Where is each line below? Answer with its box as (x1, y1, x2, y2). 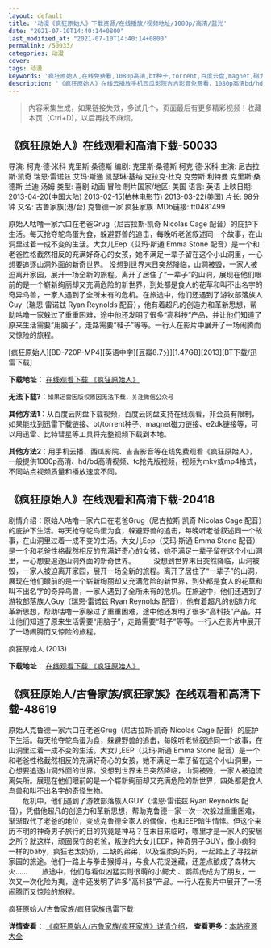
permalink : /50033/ (8, 42, 74, 50)
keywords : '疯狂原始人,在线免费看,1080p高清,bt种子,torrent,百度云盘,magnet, (8, 72, 254, 80)
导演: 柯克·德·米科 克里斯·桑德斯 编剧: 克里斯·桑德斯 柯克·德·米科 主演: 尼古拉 (8, 162, 260, 171)
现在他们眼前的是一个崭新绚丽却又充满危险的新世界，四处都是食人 (43, 775, 263, 785)
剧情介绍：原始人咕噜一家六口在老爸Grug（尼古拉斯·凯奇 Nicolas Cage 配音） (8, 516, 263, 525)
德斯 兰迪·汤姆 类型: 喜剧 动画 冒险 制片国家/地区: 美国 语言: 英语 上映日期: (8, 182, 253, 192)
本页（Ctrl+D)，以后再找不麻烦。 (27, 112, 138, 122)
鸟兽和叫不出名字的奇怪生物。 (8, 786, 107, 795)
